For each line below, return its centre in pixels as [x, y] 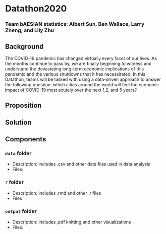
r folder [14, 182]
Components [26, 139]
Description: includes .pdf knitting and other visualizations [72, 222]
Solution [18, 122]
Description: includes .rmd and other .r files [57, 193]
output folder [21, 211]
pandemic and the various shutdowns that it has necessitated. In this [75, 74]
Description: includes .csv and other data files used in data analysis [81, 164]
